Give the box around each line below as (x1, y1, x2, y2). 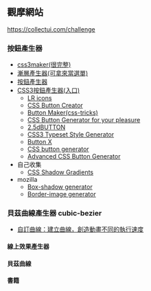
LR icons (27, 94, 52, 102)
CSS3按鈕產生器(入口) (16, 86, 80, 95)
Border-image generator (27, 190, 96, 198)
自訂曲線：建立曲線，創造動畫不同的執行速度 (16, 225, 144, 233)
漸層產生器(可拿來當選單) (16, 69, 89, 78)
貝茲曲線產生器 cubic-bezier (7, 209, 102, 218)
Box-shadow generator (27, 183, 93, 191)
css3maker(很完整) (16, 60, 71, 69)
